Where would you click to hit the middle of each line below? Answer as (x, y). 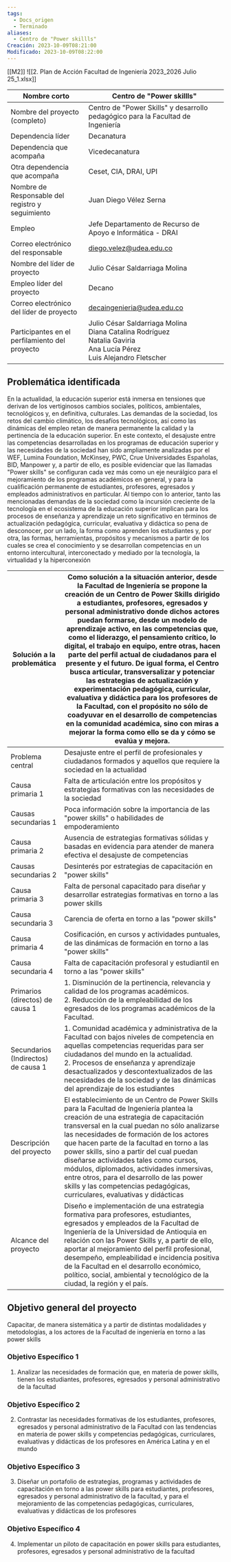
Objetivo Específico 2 (44, 1404)
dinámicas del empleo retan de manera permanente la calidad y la (100, 428)
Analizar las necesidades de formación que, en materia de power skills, (118, 1372)
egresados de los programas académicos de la (140, 1008)
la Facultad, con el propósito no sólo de (142, 706)
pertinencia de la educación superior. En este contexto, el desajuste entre (111, 435)
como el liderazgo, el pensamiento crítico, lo (142, 637)
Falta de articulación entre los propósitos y (133, 781)
